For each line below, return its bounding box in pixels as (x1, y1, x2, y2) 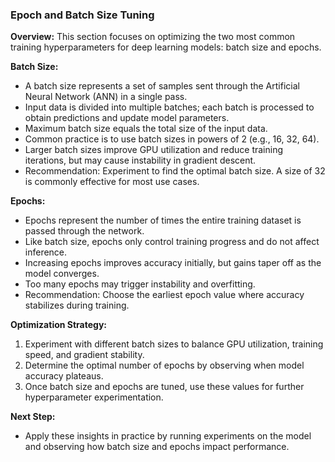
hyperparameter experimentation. (24, 391, 164, 403)
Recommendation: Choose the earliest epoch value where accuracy (24, 289, 305, 301)
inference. (24, 246, 68, 258)
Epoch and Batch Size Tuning (10, 8, 155, 22)
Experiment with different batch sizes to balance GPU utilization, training (24, 338, 324, 350)
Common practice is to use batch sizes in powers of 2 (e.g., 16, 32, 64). (24, 133, 320, 145)
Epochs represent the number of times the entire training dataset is (24, 214, 302, 227)
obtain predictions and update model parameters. (24, 112, 230, 124)
